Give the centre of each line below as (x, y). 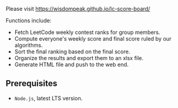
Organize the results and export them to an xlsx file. (79, 58)
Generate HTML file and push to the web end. (71, 64)
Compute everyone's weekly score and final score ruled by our (93, 39)
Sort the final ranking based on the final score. (72, 52)
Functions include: (29, 20)
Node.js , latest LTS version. (48, 98)
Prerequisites (31, 83)
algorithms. (28, 45)
